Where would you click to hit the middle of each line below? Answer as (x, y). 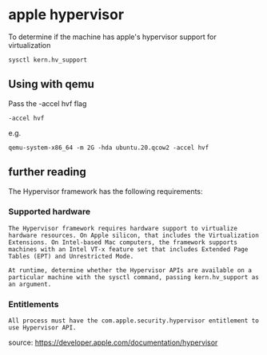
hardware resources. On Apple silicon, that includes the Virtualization (134, 235)
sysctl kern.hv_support (48, 60)
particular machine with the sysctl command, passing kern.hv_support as (134, 277)
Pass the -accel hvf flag (48, 103)
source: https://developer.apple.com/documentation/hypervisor (113, 343)
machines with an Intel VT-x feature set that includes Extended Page (128, 249)
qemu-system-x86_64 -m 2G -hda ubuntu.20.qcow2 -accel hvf (109, 148)
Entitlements (34, 304)
